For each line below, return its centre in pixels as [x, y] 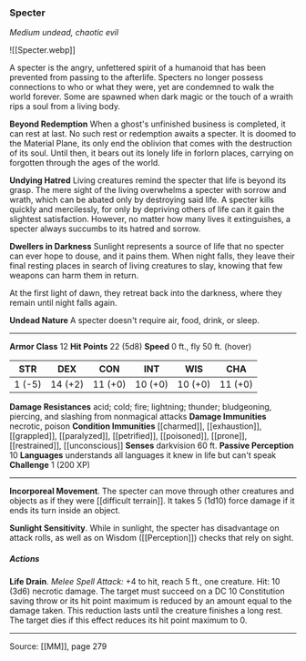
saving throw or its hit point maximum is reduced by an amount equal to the [151, 601]
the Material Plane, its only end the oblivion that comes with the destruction [151, 144]
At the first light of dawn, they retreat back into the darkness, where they [146, 293]
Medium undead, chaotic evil [64, 33]
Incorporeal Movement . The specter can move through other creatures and [152, 491]
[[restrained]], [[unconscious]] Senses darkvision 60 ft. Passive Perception [152, 446]
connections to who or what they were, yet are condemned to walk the [142, 87]
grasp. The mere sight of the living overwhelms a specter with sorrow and [148, 190]
